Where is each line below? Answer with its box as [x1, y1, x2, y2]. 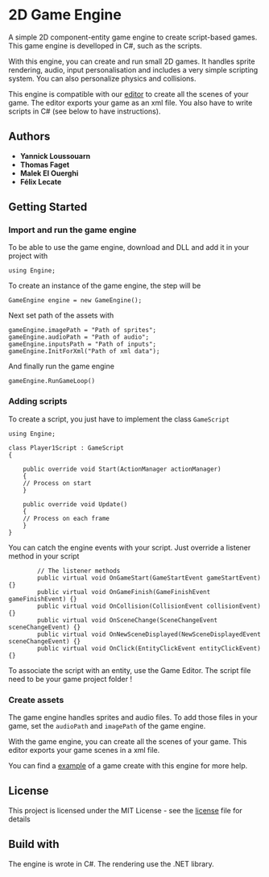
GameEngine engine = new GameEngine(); [8, 297, 143, 305]
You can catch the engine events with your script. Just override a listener [8, 542, 251, 552]
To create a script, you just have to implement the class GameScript [8, 414, 230, 424]
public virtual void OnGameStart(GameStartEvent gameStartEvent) [37, 574, 262, 582]
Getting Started [8, 200, 88, 214]
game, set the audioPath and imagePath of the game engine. [8, 721, 206, 731]
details [8, 814, 31, 824]
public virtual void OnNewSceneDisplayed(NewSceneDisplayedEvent [37, 630, 262, 638]
